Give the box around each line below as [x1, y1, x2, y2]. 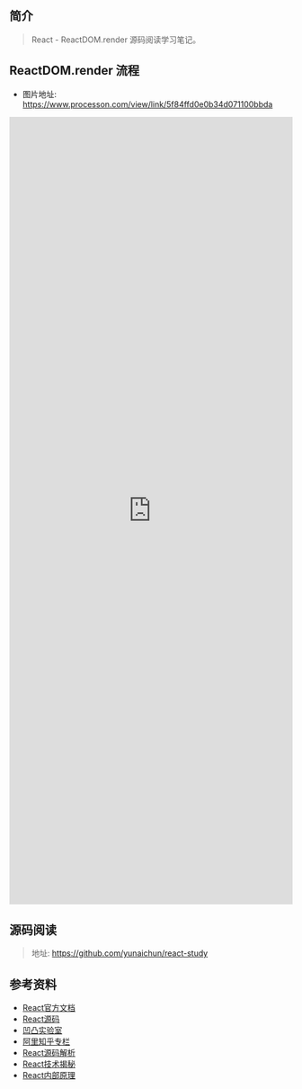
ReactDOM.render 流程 [9, 63, 140, 78]
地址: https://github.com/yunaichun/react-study [31, 948, 209, 958]
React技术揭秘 [22, 1058, 76, 1069]
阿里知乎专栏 [22, 1036, 70, 1047]
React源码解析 [22, 1048, 76, 1058]
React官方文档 [22, 1003, 76, 1013]
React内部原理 [22, 1070, 76, 1081]
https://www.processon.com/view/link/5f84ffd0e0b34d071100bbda [22, 98, 273, 110]
